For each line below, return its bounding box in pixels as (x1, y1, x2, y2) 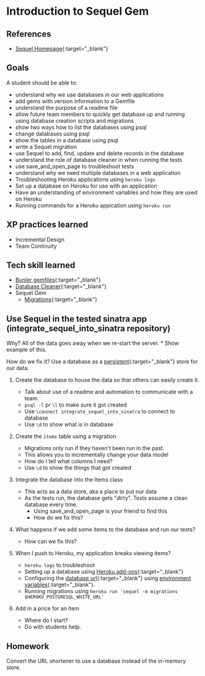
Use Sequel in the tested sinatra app (6, 313, 147, 324)
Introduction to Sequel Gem (6, 4, 149, 18)
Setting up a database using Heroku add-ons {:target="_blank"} (24, 568, 184, 575)
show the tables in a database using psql (15, 136, 119, 144)
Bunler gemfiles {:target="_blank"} (15, 276, 101, 283)
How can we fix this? (24, 538, 77, 545)
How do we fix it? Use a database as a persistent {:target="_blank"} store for (6, 358, 198, 366)
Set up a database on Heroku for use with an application (15, 182, 157, 190)
